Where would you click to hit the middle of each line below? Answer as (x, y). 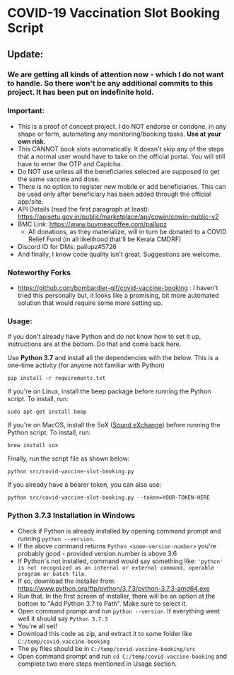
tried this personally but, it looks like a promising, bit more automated (118, 296)
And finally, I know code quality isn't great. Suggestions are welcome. (119, 254)
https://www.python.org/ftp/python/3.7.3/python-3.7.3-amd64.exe (113, 588)
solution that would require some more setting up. (90, 303)
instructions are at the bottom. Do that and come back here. (94, 344)
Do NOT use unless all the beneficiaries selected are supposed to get (119, 171)
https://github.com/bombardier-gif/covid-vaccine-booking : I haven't (118, 288)
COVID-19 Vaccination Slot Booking (114, 13)
